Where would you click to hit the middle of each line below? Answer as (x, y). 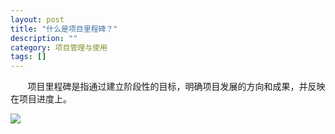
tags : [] (28, 57)
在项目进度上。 (41, 99)
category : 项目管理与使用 (59, 47)
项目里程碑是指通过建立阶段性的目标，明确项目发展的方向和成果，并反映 (176, 87)
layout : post (37, 19)
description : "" (44, 38)
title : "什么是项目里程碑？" (64, 29)
